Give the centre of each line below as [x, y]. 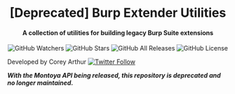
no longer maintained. [40, 83]
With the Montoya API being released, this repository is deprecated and [114, 76]
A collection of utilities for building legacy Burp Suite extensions [118, 32]
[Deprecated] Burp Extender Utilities [118, 13]
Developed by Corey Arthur [47, 62]
